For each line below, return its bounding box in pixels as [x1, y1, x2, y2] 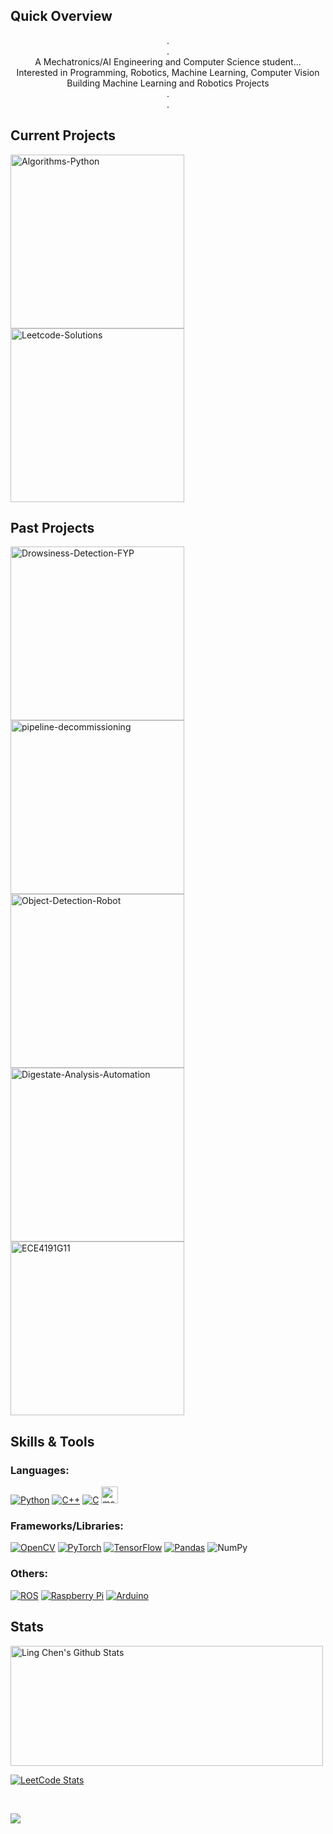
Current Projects [10, 127, 116, 144]
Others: [10, 1567, 48, 1581]
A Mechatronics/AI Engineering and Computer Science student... [34, 55, 302, 68]
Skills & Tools [10, 1433, 95, 1450]
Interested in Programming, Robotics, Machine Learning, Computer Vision [16, 66, 320, 78]
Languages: [10, 1463, 70, 1477]
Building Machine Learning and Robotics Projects [66, 77, 270, 89]
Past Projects [10, 520, 95, 537]
